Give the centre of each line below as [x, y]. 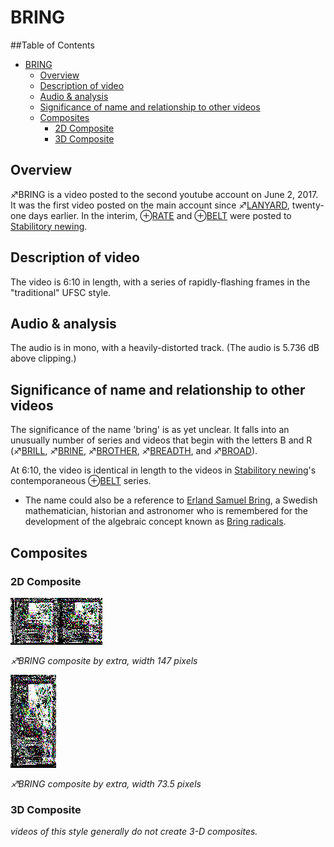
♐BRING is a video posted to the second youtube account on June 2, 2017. [164, 194]
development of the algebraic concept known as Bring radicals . [155, 522]
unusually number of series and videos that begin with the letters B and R [161, 440]
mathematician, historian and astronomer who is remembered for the [166, 511]
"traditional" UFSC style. [61, 292]
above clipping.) [43, 358]
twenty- [308, 205]
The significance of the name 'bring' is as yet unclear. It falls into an [150, 430]
